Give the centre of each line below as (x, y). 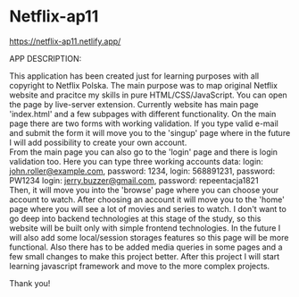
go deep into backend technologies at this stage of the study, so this (135, 218)
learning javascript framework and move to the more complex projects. (140, 266)
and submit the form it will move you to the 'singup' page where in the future (150, 132)
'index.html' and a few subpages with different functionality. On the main (143, 114)
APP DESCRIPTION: (46, 58)
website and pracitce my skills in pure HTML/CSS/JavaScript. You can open (148, 95)
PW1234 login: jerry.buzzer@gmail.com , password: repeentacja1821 (134, 180)
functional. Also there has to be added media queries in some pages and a (146, 247)
